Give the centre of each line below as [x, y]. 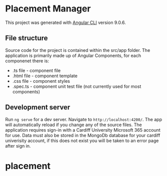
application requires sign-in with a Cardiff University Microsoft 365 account [83, 130]
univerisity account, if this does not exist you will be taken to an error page [82, 141]
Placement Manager [48, 9]
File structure [26, 38]
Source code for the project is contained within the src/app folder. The [78, 50]
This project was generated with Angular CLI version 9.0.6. [65, 22]
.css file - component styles [41, 81]
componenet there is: [27, 61]
